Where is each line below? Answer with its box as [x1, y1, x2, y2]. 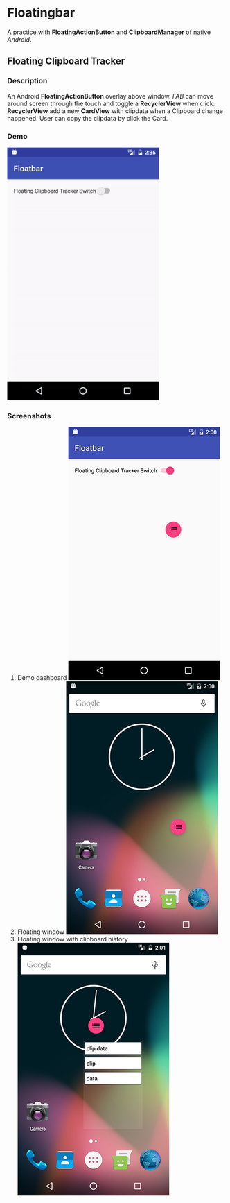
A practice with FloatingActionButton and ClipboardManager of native [7, 28, 211, 36]
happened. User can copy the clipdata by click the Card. [7, 114, 168, 122]
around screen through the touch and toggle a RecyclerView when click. [7, 99, 215, 108]
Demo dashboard [17, 674, 67, 682]
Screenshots [7, 411, 51, 420]
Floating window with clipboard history [17, 935, 128, 944]
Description [7, 76, 48, 86]
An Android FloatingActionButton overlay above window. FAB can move [7, 92, 213, 100]
